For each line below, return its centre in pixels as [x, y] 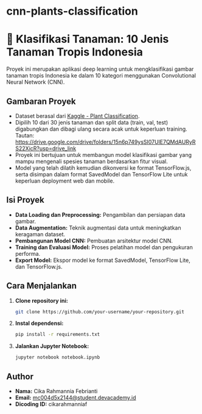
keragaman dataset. [40, 234]
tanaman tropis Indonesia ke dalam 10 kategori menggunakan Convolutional [101, 76]
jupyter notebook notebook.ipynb [57, 358]
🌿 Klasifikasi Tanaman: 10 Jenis [88, 39]
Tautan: [25, 135]
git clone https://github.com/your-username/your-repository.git [99, 312]
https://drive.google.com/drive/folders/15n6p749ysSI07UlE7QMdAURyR [105, 142]
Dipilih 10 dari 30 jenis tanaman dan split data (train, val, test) [92, 122]
